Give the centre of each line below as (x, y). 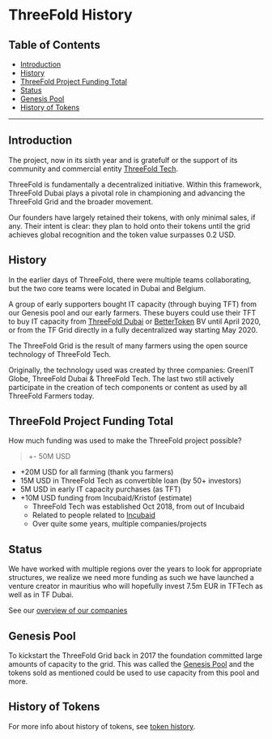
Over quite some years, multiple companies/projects (119, 524)
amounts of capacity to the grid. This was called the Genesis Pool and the (132, 664)
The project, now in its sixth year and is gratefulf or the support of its (123, 160)
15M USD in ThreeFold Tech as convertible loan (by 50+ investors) (131, 481)
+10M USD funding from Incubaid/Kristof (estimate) (106, 498)
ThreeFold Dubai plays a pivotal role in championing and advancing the (127, 193)
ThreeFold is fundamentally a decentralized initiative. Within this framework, (135, 184)
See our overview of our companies (68, 611)
